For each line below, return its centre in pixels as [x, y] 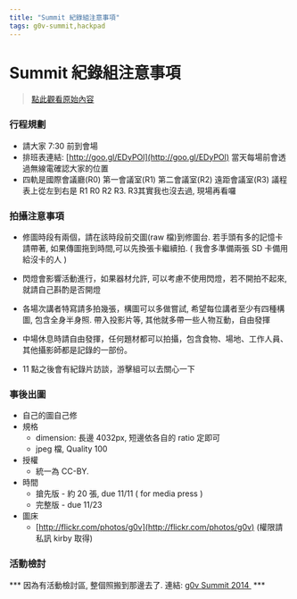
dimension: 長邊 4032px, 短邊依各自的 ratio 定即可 [128, 438]
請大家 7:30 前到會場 [60, 146]
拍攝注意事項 [37, 215]
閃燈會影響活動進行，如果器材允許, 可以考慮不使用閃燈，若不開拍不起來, [154, 279]
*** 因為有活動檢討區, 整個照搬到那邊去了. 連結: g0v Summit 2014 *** [137, 585]
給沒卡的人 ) [44, 259]
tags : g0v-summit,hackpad [57, 26]
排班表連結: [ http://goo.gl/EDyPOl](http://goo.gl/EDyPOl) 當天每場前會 [150, 156]
